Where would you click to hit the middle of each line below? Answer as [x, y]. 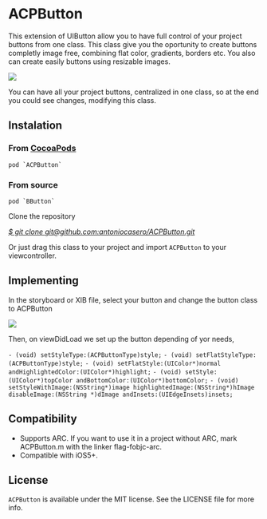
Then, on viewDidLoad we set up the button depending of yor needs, [122, 339]
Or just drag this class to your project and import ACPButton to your [118, 247]
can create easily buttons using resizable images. [90, 61]
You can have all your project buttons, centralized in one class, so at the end [133, 92]
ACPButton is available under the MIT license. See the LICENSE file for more [132, 499]
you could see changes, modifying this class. [82, 100]
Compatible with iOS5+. [59, 455]
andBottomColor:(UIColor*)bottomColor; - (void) [157, 380]
